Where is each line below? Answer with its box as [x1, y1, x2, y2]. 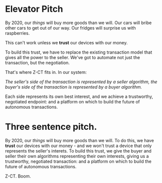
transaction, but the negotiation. [5, 60, 70, 65]
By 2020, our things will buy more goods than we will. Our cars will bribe [5, 20, 152, 26]
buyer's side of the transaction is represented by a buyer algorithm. [5, 84, 142, 90]
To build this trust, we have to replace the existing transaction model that [5, 49, 152, 55]
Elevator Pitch [5, 3, 63, 15]
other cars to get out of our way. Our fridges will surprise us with [5, 25, 136, 30]
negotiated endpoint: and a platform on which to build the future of [5, 98, 140, 104]
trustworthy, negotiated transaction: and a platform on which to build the [5, 158, 152, 164]
